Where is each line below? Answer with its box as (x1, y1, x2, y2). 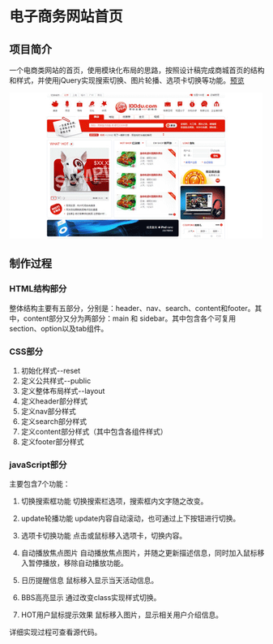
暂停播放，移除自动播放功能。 (28, 558, 128, 568)
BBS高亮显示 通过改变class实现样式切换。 (20, 593, 161, 603)
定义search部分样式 (20, 416, 87, 426)
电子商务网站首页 (9, 7, 124, 26)
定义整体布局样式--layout (20, 386, 105, 395)
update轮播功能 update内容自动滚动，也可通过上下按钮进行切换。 (20, 513, 241, 524)
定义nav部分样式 (20, 406, 76, 416)
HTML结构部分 (9, 283, 67, 295)
